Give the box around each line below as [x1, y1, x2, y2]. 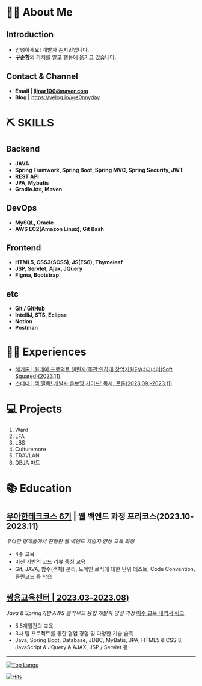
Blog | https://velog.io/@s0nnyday [14, 93, 100, 101]
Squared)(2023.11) [14, 372, 61, 380]
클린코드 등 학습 [14, 573, 52, 580]
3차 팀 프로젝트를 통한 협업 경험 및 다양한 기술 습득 [14, 629, 134, 637]
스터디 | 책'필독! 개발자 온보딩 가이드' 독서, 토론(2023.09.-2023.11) [14, 380, 173, 387]
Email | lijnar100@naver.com [14, 87, 88, 94]
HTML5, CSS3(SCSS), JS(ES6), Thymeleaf [14, 259, 123, 266]
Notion [14, 318, 33, 325]
